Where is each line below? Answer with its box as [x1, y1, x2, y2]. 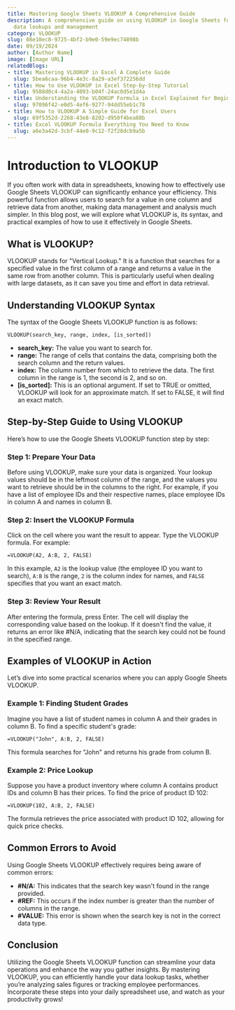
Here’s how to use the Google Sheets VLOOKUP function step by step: [7, 435, 210, 443]
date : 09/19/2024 [7, 43, 58, 50]
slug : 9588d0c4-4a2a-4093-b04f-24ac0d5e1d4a [13, 88, 145, 95]
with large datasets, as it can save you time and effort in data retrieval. [7, 279, 210, 288]
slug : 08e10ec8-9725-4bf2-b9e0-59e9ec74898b [7, 36, 139, 43]
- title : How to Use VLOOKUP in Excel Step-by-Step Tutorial [7, 82, 190, 89]
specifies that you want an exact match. [7, 579, 122, 588]
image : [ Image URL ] [7, 56, 64, 63]
